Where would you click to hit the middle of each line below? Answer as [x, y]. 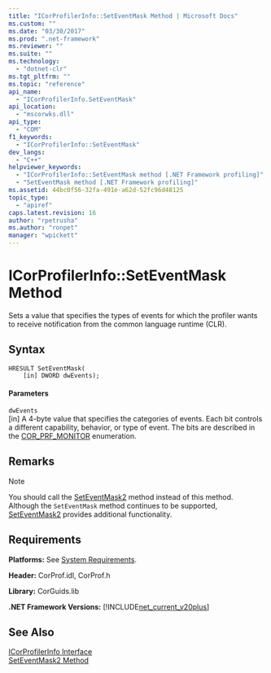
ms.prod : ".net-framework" [54, 39]
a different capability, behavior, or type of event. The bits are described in [132, 427]
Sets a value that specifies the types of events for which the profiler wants [133, 315]
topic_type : [28, 197]
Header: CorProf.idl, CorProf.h [59, 575]
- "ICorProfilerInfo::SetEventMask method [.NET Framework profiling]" [140, 175]
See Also [31, 632]
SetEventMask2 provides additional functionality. [90, 514]
